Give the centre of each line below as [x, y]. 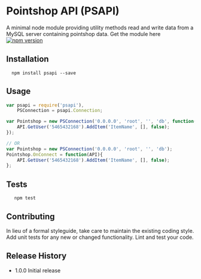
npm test [25, 198]
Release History [36, 256]
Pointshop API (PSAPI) [63, 11]
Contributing [31, 216]
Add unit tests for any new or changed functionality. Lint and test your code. [100, 237]
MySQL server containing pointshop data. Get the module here [83, 34]
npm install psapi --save [44, 73]
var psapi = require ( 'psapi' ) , [45, 105]
